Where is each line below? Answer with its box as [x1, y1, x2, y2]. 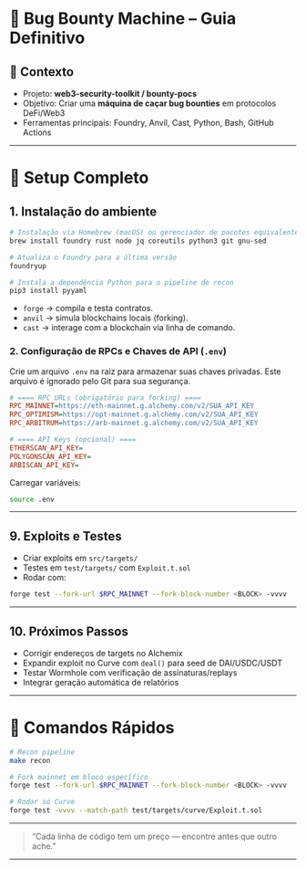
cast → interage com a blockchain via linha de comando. [22, 322, 236, 333]
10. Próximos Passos [9, 623, 129, 639]
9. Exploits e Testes [9, 529, 122, 544]
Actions [22, 127, 52, 138]
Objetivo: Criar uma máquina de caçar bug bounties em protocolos [22, 98, 277, 109]
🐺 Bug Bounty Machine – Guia [9, 8, 237, 29]
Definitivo [9, 27, 86, 48]
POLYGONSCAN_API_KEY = [9, 452, 92, 461]
